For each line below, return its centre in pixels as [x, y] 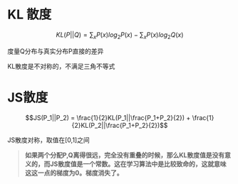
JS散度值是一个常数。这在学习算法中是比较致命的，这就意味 [138, 163]
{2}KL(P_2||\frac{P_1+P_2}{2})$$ [120, 125]
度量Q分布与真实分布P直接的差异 [56, 51]
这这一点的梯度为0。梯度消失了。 [74, 173]
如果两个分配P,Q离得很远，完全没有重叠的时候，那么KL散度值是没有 [125, 155]
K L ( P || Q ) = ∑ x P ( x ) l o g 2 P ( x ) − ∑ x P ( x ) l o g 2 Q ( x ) [120, 35]
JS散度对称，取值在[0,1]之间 [49, 140]
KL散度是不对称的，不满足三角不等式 [61, 66]
